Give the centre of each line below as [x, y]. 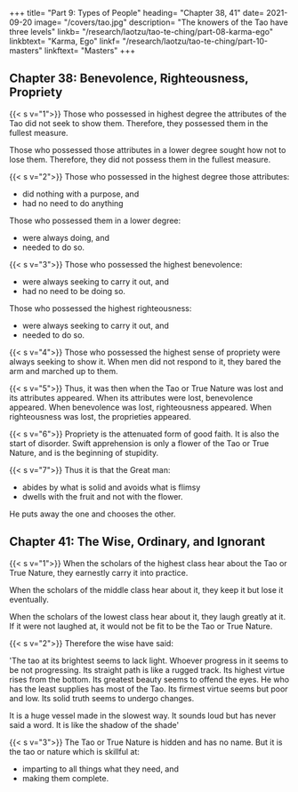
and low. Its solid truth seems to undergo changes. [102, 698]
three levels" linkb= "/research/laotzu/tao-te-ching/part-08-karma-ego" [141, 32]
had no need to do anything [72, 203]
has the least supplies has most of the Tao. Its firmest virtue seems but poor [149, 689]
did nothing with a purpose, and [81, 194]
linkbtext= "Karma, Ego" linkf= [65, 41]
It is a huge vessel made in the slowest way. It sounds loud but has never [143, 716]
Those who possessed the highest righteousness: [101, 308]
